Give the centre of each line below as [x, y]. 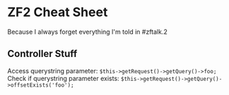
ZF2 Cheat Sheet [58, 12]
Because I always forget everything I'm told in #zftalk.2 [88, 32]
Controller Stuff [42, 54]
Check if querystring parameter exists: [63, 78]
